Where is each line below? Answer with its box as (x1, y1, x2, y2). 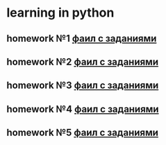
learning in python (6, 5, 115, 21)
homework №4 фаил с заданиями (6, 103, 159, 115)
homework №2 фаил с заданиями (6, 56, 159, 67)
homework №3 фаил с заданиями (6, 80, 159, 92)
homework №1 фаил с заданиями (6, 33, 157, 44)
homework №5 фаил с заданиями (6, 127, 159, 139)
